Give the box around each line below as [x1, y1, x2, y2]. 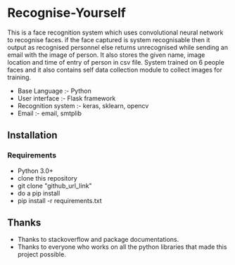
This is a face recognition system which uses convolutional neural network [7, 28, 224, 37]
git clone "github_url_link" [17, 181, 93, 190]
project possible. [17, 250, 67, 259]
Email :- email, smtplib [17, 109, 82, 117]
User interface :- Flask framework [17, 93, 116, 103]
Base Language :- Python [17, 86, 91, 95]
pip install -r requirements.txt [17, 196, 102, 205]
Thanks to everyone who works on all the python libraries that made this [17, 243, 227, 251]
